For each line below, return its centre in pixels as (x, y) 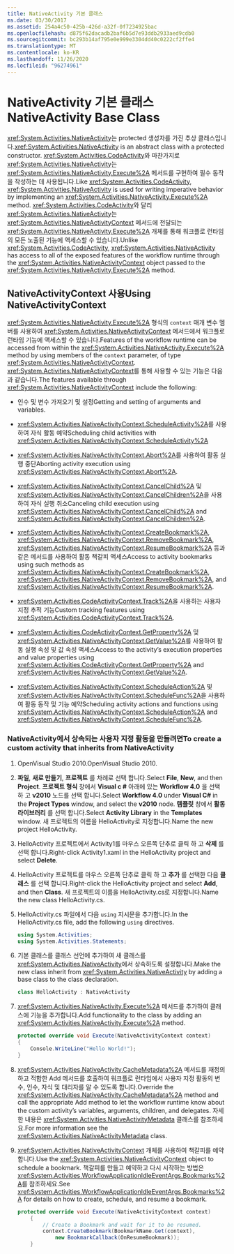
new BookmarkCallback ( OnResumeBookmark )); (117, 1238)
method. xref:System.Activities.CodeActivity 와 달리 (80, 205)
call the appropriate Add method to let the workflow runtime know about (121, 1102)
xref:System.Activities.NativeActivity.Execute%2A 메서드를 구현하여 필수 (109, 172)
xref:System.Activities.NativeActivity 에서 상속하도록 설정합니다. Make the (119, 964)
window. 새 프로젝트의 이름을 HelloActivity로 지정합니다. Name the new (115, 821)
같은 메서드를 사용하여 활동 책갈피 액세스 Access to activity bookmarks (115, 557)
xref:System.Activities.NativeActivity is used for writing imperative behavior (116, 189)
